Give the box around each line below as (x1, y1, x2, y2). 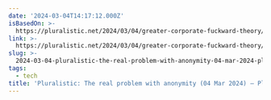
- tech (15, 72, 38, 80)
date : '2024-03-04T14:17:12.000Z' (8, 11, 125, 20)
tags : (8, 65, 27, 73)
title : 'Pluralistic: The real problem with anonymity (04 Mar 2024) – (8, 79, 254, 87)
